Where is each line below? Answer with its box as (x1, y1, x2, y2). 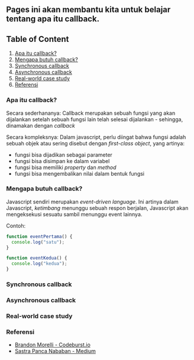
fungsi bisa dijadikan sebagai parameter (14, 151, 112, 158)
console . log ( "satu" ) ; (11, 239, 65, 245)
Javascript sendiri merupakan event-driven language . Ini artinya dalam (6, 198, 179, 205)
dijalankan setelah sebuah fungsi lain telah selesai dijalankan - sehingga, (6, 115, 183, 123)
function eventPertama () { (6, 233, 73, 239)
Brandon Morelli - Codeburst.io (14, 341, 90, 348)
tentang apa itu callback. (6, 14, 99, 24)
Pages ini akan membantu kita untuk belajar (6, 5, 171, 15)
